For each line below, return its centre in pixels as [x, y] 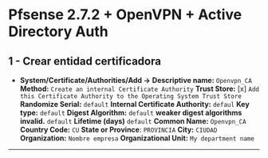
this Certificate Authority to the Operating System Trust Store [130, 97]
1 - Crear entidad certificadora [85, 61]
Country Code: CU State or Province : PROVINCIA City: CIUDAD [118, 130]
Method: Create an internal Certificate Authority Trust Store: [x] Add [139, 89]
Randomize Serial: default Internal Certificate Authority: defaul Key [134, 104]
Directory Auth [59, 32]
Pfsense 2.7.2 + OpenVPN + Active [125, 15]
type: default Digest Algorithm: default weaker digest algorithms [131, 113]
